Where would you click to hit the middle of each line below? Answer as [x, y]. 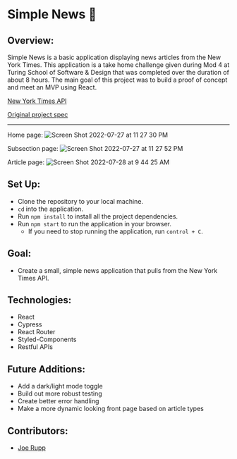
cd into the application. [50, 209]
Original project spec [38, 115]
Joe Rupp [31, 448]
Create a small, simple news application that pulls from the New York [117, 270]
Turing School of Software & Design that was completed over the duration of [118, 72]
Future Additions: [47, 369]
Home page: [25, 135]
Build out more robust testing [60, 393]
